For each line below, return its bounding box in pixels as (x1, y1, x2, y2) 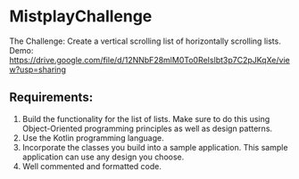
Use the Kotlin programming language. (21, 132, 164, 143)
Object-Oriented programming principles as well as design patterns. (21, 123, 273, 134)
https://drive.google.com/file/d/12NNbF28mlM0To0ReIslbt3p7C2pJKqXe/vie (9, 54, 290, 65)
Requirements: (9, 90, 94, 105)
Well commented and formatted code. (21, 160, 162, 171)
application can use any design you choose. (21, 151, 185, 162)
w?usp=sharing (9, 64, 67, 75)
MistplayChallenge (9, 6, 153, 27)
